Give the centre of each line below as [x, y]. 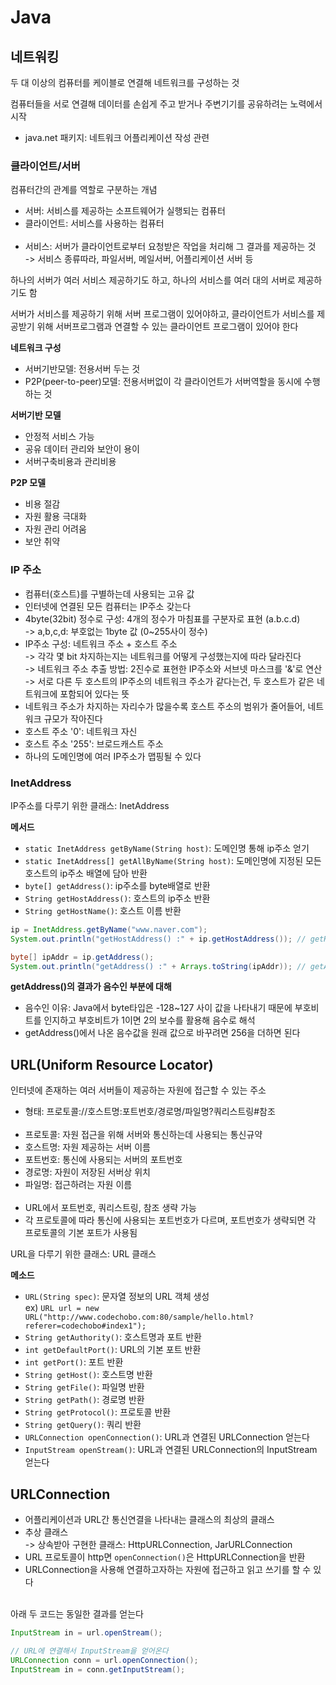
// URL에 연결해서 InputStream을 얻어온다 [89, 1651]
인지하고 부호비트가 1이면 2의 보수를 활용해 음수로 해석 [149, 1020]
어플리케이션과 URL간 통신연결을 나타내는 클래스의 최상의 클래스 [149, 1520]
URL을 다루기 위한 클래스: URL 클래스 [83, 1254]
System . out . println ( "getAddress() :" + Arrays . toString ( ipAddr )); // [158, 966]
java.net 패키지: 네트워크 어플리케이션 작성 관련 [117, 137]
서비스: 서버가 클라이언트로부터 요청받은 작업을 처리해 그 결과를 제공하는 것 [170, 247]
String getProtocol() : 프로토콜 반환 [98, 1412]
